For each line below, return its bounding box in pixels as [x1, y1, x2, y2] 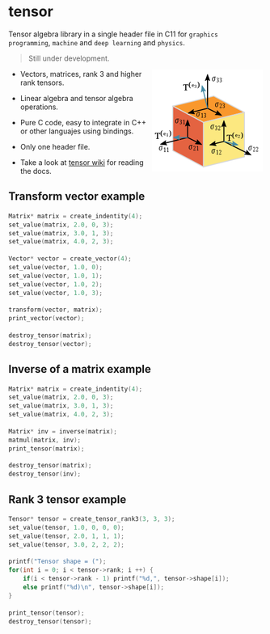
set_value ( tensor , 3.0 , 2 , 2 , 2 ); [8, 540, 125, 548]
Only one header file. [19, 142, 91, 151]
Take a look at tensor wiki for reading [19, 157, 144, 167]
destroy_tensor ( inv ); [8, 470, 82, 479]
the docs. [19, 166, 53, 175]
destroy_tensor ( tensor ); [8, 617, 92, 625]
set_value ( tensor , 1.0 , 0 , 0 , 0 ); [8, 523, 125, 531]
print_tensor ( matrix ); [8, 444, 85, 453]
